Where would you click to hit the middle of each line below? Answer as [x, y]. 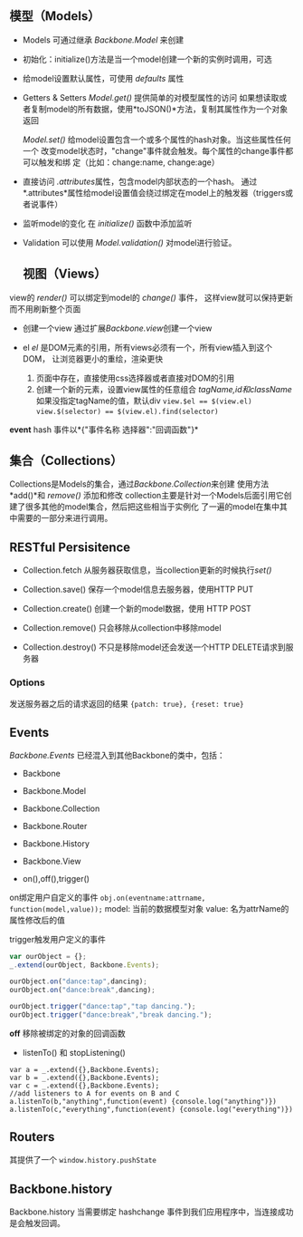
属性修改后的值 [37, 920]
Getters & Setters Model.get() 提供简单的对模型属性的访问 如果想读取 [151, 97]
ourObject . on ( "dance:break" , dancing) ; [82, 990]
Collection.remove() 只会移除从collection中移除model [122, 628]
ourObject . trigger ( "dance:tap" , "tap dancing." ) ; [103, 1006]
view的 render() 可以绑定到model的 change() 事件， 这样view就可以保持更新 [151, 297]
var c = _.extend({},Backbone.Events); [85, 1086]
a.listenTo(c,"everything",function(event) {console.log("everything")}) [151, 1109]
